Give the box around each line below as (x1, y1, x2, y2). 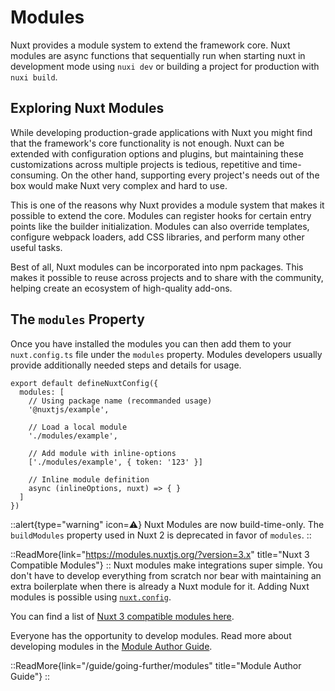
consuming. (10, 169, 59, 181)
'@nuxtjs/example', (28, 404, 110, 415)
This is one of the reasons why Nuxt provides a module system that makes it (10, 199, 325, 211)
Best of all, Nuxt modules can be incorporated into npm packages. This (10, 261, 304, 273)
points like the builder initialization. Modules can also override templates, (10, 220, 310, 232)
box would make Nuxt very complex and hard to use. (10, 179, 228, 191)
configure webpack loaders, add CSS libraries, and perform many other (10, 231, 305, 243)
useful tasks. (10, 241, 63, 253)
